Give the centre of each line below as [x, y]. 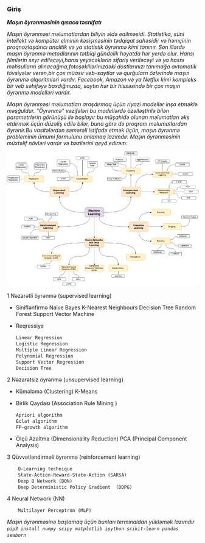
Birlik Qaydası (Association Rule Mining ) [66, 403]
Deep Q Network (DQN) [45, 481]
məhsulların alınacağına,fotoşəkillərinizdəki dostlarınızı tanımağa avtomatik [102, 67]
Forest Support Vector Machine [55, 314]
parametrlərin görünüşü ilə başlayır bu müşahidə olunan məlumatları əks [99, 117]
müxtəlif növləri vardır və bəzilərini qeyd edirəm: [67, 143]
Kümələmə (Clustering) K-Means [57, 391]
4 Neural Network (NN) [36, 498]
